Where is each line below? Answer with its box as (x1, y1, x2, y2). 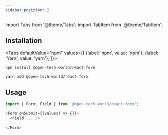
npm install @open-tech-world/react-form (5, 65, 96, 71)
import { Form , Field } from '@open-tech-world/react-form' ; (5, 102, 139, 107)
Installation (5, 36, 42, 45)
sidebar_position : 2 (5, 7, 50, 13)
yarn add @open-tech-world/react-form (5, 74, 88, 79)
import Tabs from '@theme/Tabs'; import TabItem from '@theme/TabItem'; (5, 21, 163, 28)
